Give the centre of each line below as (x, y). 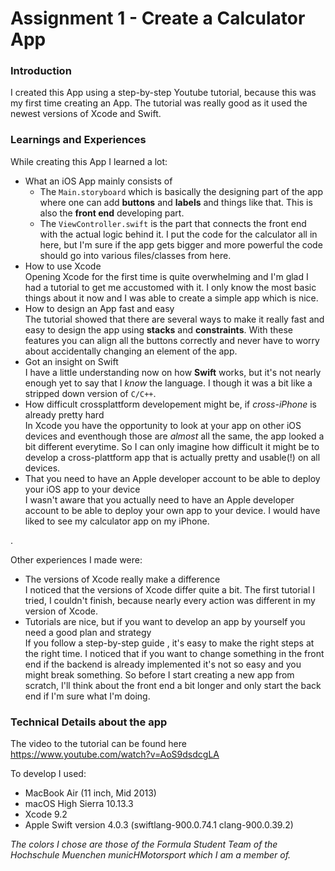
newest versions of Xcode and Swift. (86, 114)
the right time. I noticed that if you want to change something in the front (174, 653)
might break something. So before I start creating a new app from (159, 674)
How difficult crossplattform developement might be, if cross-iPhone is (170, 404)
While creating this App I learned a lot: (89, 161)
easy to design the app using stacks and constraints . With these (159, 329)
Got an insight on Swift (71, 361)
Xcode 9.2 (46, 814)
